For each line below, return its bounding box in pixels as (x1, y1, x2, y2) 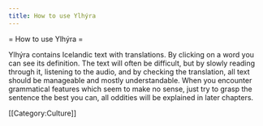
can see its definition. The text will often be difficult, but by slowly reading (8, 58, 256, 68)
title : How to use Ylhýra (8, 11, 96, 20)
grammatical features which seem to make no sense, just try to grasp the (8, 84, 253, 94)
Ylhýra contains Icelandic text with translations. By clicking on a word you (8, 49, 254, 59)
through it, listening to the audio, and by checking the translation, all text (8, 66, 250, 77)
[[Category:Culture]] (8, 108, 77, 118)
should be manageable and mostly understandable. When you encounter (8, 75, 252, 85)
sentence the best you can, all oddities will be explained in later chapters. (8, 92, 254, 102)
